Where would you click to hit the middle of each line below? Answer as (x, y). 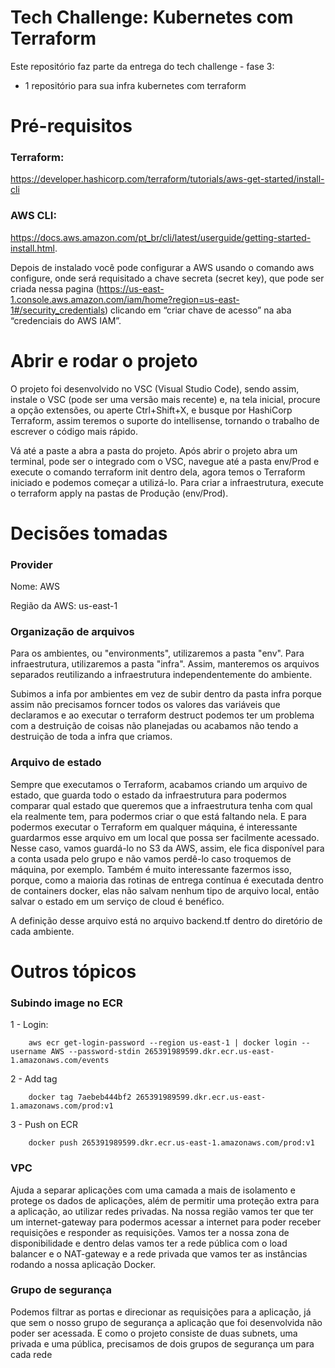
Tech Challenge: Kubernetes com (152, 17)
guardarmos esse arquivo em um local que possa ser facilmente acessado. (165, 837)
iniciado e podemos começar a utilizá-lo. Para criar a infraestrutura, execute (167, 482)
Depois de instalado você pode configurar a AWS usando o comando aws (162, 267)
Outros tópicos (73, 971)
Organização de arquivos (72, 632)
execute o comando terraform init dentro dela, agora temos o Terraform (158, 472)
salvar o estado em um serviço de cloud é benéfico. (117, 901)
